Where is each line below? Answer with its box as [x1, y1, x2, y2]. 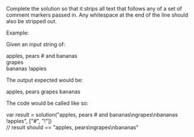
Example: [6, 29, 29, 36]
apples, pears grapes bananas [6, 88, 81, 95]
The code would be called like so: [6, 99, 89, 107]
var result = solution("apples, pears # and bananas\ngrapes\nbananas [6, 111, 179, 118]
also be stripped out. [6, 18, 57, 24]
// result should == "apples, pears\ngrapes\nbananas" [6, 124, 139, 130]
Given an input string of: [6, 41, 65, 48]
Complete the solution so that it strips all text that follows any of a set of [6, 5, 183, 12]
